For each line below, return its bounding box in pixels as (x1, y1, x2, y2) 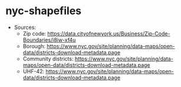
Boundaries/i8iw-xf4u (22, 36, 76, 43)
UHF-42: (22, 67, 45, 75)
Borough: (22, 43, 45, 50)
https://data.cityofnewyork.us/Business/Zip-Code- (47, 30, 170, 37)
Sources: (14, 24, 37, 31)
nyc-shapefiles (5, 4, 82, 18)
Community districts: (22, 55, 74, 62)
